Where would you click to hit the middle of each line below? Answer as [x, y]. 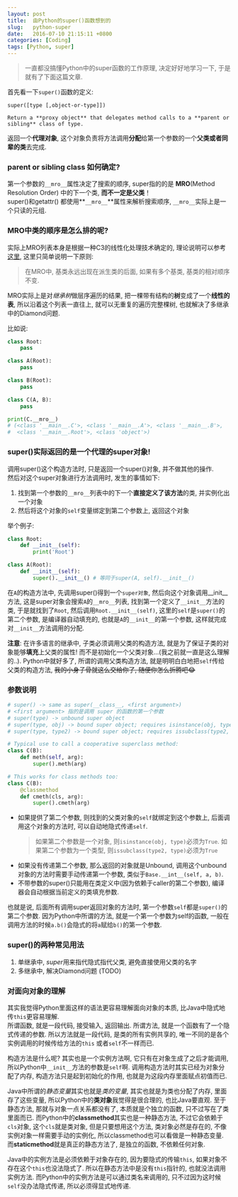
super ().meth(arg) [60, 764]
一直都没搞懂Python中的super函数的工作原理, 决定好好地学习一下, [121, 68]
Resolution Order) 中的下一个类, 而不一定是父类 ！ [79, 193]
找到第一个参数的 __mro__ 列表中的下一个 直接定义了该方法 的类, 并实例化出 [124, 492]
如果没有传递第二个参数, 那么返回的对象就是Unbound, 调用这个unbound [122, 866]
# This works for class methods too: [63, 777]
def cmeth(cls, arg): [52, 796]
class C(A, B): [30, 399]
